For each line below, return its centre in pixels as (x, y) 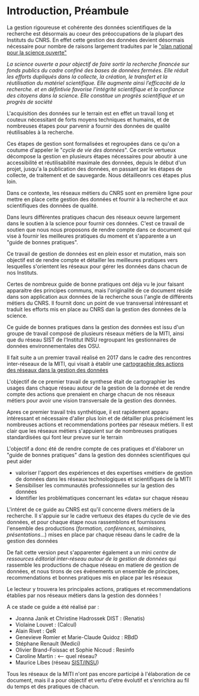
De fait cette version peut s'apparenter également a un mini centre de (92, 552)
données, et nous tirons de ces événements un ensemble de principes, (93, 571)
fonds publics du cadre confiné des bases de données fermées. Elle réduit (98, 70)
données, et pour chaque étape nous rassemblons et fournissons (86, 522)
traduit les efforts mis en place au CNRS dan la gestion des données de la (97, 309)
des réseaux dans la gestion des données (57, 370)
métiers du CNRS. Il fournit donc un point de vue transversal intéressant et (97, 303)
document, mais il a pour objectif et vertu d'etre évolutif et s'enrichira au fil (98, 680)
